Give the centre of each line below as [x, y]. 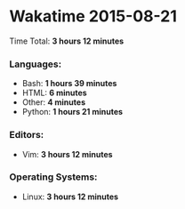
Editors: [27, 135]
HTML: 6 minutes [54, 93]
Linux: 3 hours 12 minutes [70, 197]
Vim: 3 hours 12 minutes [67, 154]
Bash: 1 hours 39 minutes [69, 84]
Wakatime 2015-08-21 [93, 16]
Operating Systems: [53, 177]
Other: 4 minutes [54, 102]
